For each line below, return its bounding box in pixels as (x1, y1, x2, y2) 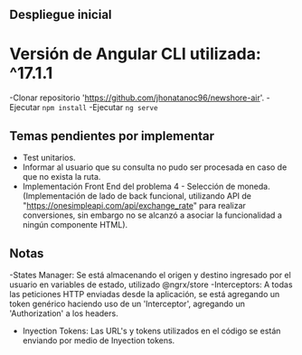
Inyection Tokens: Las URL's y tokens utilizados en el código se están (22, 325, 281, 336)
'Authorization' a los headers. (9, 307, 119, 319)
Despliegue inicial (9, 7, 112, 23)
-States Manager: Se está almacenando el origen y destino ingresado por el (9, 269, 291, 280)
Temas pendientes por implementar (9, 128, 215, 144)
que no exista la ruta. (22, 172, 101, 182)
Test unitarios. (22, 153, 76, 163)
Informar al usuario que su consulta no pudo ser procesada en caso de (22, 162, 288, 173)
